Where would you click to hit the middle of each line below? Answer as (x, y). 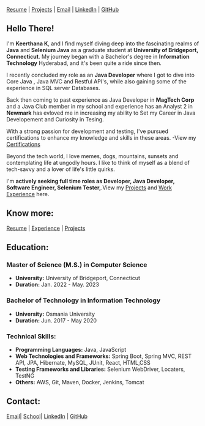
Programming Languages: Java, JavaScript (71, 349)
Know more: (30, 214)
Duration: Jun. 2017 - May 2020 (56, 320)
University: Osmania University (55, 314)
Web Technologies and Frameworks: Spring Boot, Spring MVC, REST (103, 356)
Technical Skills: (31, 336)
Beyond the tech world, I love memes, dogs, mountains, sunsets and (92, 156)
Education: (28, 247)
